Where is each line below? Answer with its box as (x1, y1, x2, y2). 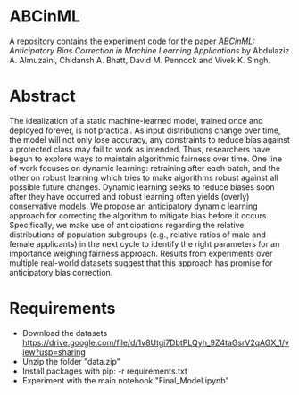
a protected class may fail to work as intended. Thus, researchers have (9, 144, 270, 154)
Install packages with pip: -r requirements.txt (21, 366, 187, 376)
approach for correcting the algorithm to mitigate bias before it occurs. (9, 210, 270, 220)
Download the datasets (21, 327, 108, 338)
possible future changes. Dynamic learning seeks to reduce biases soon (9, 181, 275, 193)
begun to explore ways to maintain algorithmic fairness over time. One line (9, 153, 283, 164)
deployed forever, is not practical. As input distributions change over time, (9, 125, 281, 136)
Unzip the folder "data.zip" (21, 356, 120, 366)
